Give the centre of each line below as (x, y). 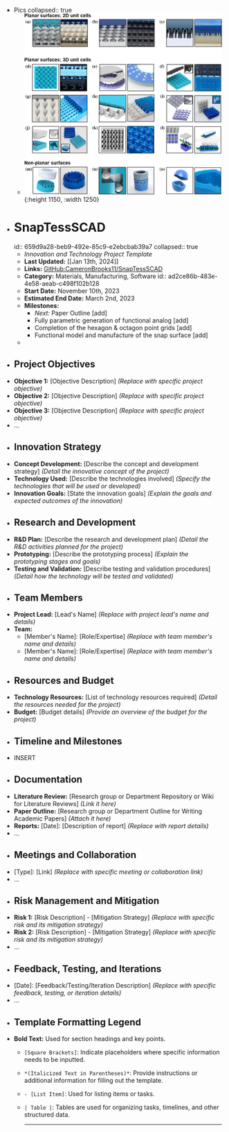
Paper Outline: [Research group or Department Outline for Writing (108, 811)
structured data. (47, 1115)
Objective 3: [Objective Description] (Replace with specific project (109, 410)
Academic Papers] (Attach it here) (62, 818)
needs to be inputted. (54, 1060)
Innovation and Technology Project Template (88, 254)
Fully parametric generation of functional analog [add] (111, 320)
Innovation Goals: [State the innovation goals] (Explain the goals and (113, 493)
